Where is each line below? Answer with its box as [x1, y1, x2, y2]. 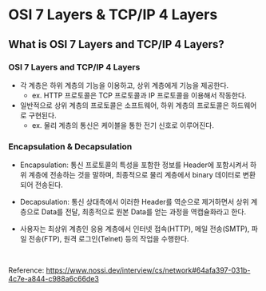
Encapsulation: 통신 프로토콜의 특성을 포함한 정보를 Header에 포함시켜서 [19, 160, 249, 169]
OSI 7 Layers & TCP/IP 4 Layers [8, 6, 218, 24]
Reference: [8, 265, 45, 275]
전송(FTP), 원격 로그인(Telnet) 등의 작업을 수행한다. [28, 234, 189, 244]
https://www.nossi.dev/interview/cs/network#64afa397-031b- [46, 265, 251, 275]
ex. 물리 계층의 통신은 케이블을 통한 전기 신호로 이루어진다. [31, 120, 214, 130]
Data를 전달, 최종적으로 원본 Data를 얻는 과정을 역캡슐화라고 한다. [41, 207, 247, 217]
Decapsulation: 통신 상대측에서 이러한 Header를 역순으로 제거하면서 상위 [19, 197, 249, 207]
